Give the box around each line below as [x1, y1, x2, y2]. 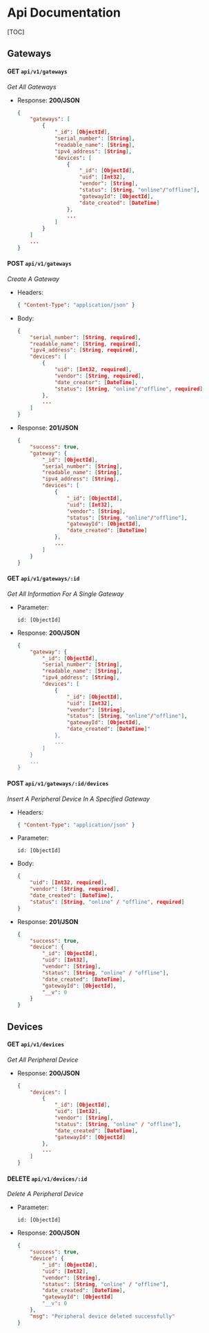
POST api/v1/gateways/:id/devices [7, 779, 109, 787]
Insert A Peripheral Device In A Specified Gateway [7, 795, 150, 803]
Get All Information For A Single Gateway [7, 590, 124, 598]
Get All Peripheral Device [7, 1055, 79, 1064]
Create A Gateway [7, 275, 60, 283]
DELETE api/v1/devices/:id [7, 1175, 88, 1183]
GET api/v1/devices [7, 1040, 64, 1049]
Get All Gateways [7, 82, 57, 91]
